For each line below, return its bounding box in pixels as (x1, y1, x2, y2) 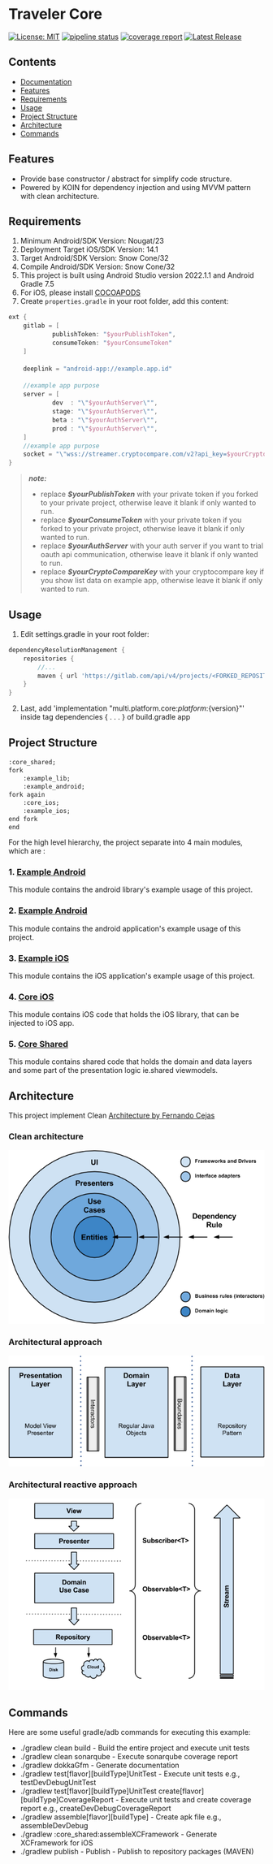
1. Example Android (8, 866, 86, 877)
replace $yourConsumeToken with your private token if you (40, 515, 242, 525)
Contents (8, 55, 57, 69)
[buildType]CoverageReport (19, 1795, 114, 1805)
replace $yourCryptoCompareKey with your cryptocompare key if (40, 567, 264, 577)
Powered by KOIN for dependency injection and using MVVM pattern (19, 182, 252, 192)
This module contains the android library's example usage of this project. (8, 884, 253, 894)
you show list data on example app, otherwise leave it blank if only (40, 576, 263, 586)
